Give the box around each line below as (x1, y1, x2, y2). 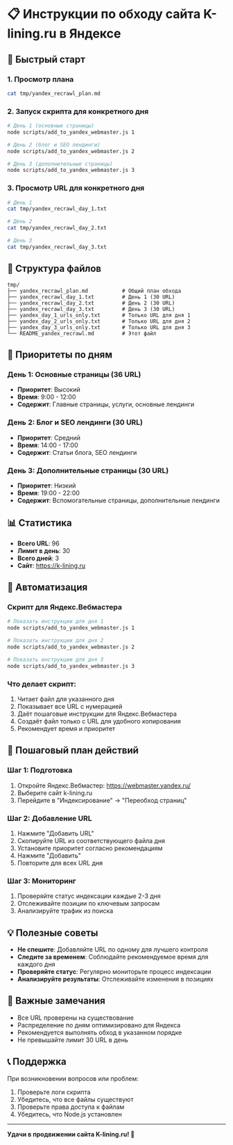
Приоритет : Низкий (17, 481, 76, 490)
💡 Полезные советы (7, 927, 98, 938)
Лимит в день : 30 (17, 546, 71, 554)
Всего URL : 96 (17, 539, 60, 547)
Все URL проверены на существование (17, 1014, 134, 1022)
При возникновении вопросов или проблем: (7, 1074, 139, 1082)
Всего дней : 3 (17, 554, 60, 562)
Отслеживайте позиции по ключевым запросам (17, 899, 160, 908)
